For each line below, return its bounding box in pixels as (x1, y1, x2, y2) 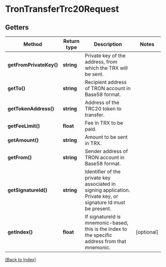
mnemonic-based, (84, 220, 128, 226)
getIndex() (7, 229, 33, 235)
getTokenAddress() (7, 105, 54, 112)
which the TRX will (84, 65, 128, 71)
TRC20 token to (84, 105, 122, 112)
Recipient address (84, 79, 127, 85)
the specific (84, 232, 113, 238)
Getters (5, 23, 29, 32)
